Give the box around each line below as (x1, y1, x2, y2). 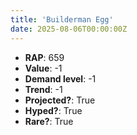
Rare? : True (24, 115, 74, 127)
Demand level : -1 (24, 72, 97, 85)
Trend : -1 (24, 83, 63, 95)
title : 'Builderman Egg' (10, 14, 114, 25)
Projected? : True (24, 94, 96, 106)
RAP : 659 (24, 51, 65, 63)
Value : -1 (24, 62, 63, 74)
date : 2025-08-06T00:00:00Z (10, 24, 128, 34)
